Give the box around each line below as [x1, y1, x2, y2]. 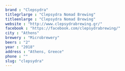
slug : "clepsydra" [5, 58, 44, 63]
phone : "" [5, 53, 28, 59]
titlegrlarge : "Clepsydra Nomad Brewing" [5, 12, 96, 17]
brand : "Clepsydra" [5, 7, 49, 12]
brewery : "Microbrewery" [5, 35, 59, 40]
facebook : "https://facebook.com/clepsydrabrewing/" [5, 26, 121, 31]
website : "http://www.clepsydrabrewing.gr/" [5, 21, 102, 26]
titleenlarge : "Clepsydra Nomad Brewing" [5, 16, 96, 21]
